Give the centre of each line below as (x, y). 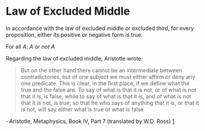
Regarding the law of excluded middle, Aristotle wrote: (75, 58)
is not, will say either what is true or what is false (82, 109)
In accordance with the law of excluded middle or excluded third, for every (100, 28)
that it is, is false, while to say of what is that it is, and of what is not (106, 96)
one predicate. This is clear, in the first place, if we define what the (105, 83)
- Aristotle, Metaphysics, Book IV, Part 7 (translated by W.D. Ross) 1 (90, 121)
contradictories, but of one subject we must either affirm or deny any (108, 77)
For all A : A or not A (30, 47)
